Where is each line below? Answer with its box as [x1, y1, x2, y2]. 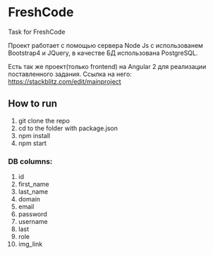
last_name [18, 187, 49, 196]
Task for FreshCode [8, 27, 66, 36]
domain [18, 195, 41, 204]
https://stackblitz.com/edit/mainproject [8, 77, 122, 85]
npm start [18, 139, 47, 147]
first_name [18, 180, 50, 189]
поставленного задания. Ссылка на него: [8, 70, 133, 78]
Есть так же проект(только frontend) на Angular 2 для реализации [8, 62, 207, 70]
